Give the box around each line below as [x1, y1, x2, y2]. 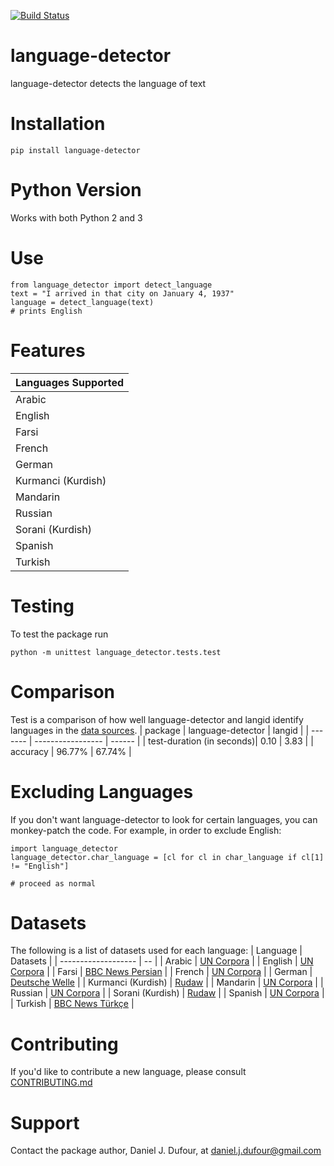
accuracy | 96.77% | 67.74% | [10, 745, 132, 757]
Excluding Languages [10, 780, 194, 803]
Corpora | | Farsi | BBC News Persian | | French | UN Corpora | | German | [10, 966, 313, 978]
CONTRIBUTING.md [10, 1076, 93, 1089]
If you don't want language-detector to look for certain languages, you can [10, 813, 318, 825]
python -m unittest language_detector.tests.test [10, 647, 222, 657]
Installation [10, 113, 106, 135]
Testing [10, 595, 75, 617]
